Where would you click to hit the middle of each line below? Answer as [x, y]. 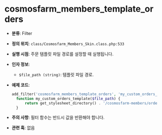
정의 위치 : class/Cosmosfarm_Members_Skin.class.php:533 [68, 43]
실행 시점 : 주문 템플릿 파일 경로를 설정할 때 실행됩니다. [62, 54]
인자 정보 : [21, 64]
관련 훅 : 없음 [23, 128]
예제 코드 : [21, 85]
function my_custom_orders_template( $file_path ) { [68, 99]
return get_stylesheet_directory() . [63, 103]
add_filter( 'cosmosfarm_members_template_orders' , [64, 94]
